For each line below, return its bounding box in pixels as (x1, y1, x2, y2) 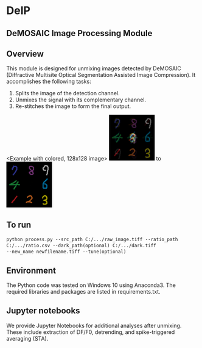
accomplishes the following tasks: (6, 78, 91, 85)
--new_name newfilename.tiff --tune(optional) (6, 248, 127, 255)
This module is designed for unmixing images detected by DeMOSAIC (6, 65, 181, 72)
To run (6, 219, 32, 230)
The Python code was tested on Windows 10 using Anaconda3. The (6, 281, 176, 289)
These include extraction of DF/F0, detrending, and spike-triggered (6, 328, 175, 336)
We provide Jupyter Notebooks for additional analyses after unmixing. (6, 322, 182, 329)
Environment (6, 265, 57, 275)
